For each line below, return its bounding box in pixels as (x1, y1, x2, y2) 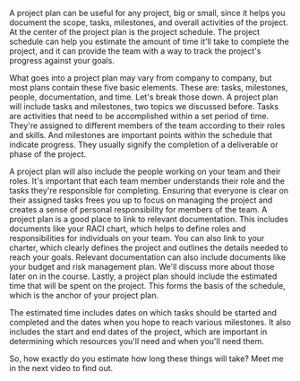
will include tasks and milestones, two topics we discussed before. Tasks (9, 101, 279, 111)
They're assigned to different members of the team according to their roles (9, 120, 286, 131)
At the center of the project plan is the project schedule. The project (9, 27, 261, 37)
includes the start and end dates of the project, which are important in (9, 326, 268, 337)
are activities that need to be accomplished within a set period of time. (9, 111, 270, 121)
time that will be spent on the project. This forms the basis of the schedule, (9, 281, 287, 290)
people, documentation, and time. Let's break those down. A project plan (9, 91, 279, 102)
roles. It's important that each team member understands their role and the (9, 176, 285, 186)
